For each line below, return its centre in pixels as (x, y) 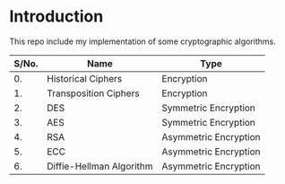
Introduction (56, 17)
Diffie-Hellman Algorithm (100, 166)
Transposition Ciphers (94, 93)
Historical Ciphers (85, 78)
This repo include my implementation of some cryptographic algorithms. (142, 41)
